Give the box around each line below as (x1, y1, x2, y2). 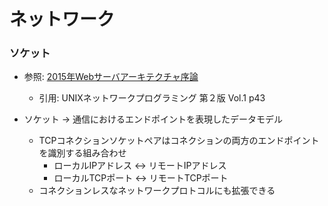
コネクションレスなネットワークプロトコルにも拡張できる (38, 185, 276, 197)
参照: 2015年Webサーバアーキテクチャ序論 (23, 71, 199, 83)
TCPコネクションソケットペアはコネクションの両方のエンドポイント (38, 135, 320, 147)
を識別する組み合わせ (38, 147, 127, 159)
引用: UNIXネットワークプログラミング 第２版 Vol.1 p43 (38, 92, 266, 104)
